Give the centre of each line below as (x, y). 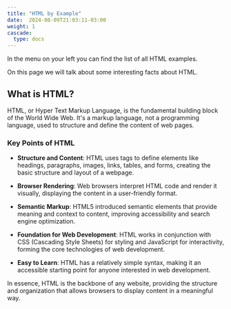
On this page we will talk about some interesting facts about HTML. (102, 72)
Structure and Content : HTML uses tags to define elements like (108, 158)
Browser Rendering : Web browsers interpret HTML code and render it (117, 186)
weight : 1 (21, 26)
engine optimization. (46, 221)
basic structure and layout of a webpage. (76, 172)
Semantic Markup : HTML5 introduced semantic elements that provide (117, 207)
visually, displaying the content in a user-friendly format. (97, 193)
